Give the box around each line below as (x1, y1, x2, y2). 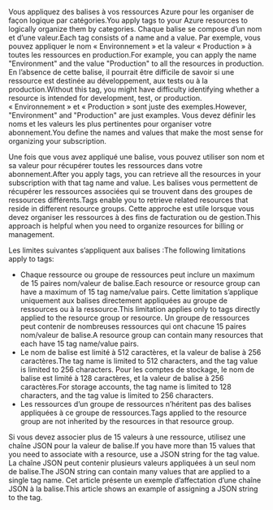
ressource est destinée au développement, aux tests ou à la (8, 76, 209, 85)
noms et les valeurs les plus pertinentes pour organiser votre (8, 119, 212, 128)
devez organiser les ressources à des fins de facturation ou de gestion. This (8, 213, 261, 222)
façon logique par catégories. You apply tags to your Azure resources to (8, 15, 248, 25)
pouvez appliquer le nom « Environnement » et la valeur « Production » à (8, 41, 252, 51)
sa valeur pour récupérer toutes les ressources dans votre (8, 161, 203, 170)
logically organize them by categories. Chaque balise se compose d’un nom (8, 24, 262, 33)
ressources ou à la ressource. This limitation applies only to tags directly (19, 305, 261, 313)
